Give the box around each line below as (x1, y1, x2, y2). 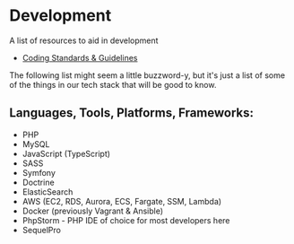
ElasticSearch (22, 186, 73, 197)
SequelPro (22, 224, 61, 235)
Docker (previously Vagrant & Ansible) (22, 205, 164, 216)
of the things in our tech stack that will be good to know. (9, 79, 217, 90)
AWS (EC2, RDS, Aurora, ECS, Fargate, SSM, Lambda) (22, 196, 222, 206)
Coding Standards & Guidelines (22, 52, 138, 63)
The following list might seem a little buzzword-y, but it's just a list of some (9, 69, 285, 81)
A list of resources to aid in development (9, 35, 159, 46)
